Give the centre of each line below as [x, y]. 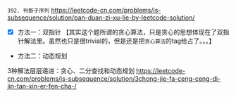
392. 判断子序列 [29, 11]
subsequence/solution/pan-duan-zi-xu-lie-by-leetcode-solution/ [101, 18]
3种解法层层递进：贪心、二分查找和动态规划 [71, 71]
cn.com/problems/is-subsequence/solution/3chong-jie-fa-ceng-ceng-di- [114, 79]
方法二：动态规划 [42, 56]
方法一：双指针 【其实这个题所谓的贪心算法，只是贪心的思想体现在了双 [120, 32]
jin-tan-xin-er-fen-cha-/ [42, 86]
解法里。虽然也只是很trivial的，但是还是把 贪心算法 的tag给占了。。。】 [119, 41]
